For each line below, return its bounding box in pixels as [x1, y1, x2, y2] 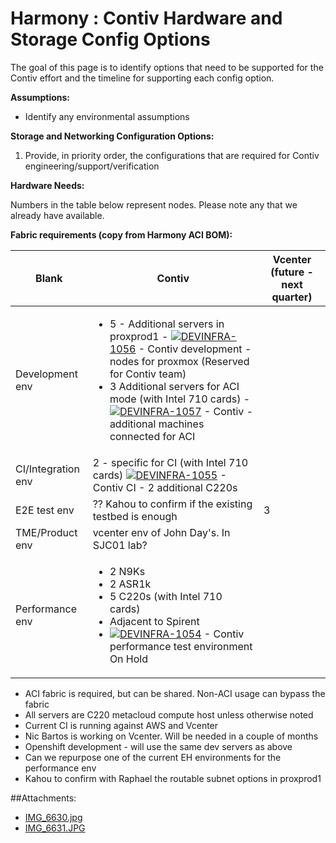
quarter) [271, 290, 313, 304]
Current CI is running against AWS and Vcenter [24, 719, 219, 731]
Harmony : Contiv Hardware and [10, 7, 283, 30]
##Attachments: [10, 792, 77, 804]
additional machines [109, 417, 205, 431]
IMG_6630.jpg [24, 811, 83, 823]
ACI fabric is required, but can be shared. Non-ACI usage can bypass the [24, 687, 326, 699]
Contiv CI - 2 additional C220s [92, 480, 238, 494]
